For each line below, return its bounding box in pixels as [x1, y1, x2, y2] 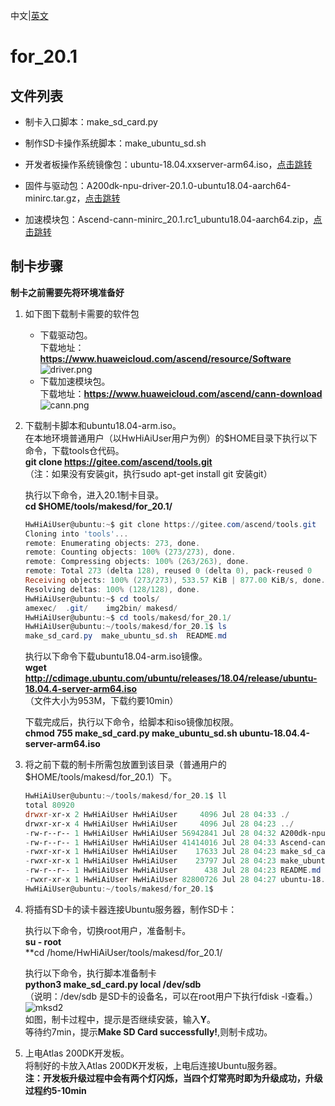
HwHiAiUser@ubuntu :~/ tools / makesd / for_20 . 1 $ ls [24, 622, 228, 632]
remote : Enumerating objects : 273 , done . [24, 538, 201, 548]
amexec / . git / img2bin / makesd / [24, 603, 178, 613]
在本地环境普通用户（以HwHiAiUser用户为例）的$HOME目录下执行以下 [24, 432, 318, 444]
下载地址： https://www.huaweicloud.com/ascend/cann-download [39, 387, 323, 399]
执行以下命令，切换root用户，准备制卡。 [24, 924, 192, 936]
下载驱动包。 [39, 329, 93, 341]
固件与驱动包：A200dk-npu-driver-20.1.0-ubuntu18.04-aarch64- [24, 180, 292, 191]
